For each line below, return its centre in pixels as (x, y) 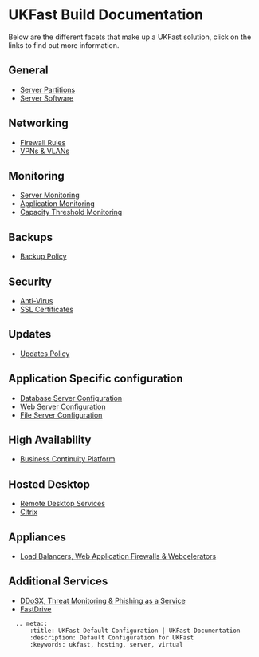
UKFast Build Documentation (106, 15)
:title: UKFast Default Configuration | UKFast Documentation (135, 631)
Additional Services (58, 582)
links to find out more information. (64, 45)
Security (30, 281)
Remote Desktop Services (63, 504)
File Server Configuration (61, 415)
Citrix (29, 512)
